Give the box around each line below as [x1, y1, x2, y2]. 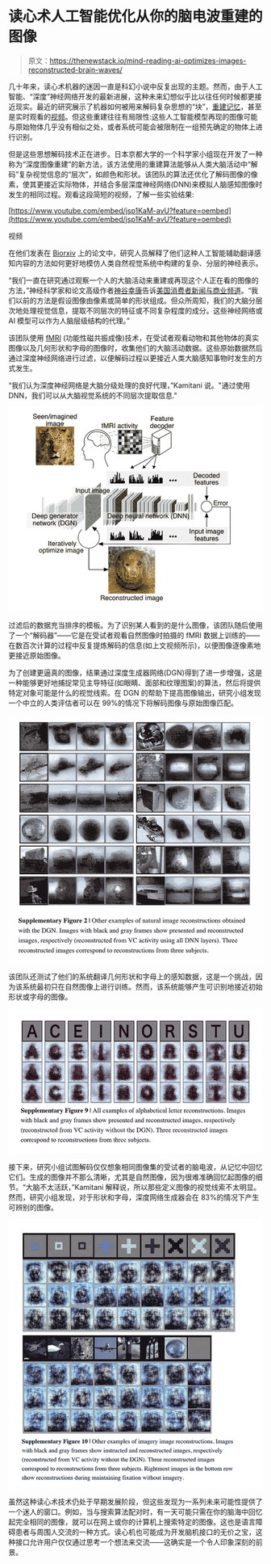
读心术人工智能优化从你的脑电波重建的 [8, 7, 264, 26]
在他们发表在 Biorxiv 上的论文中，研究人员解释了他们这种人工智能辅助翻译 [8, 248, 255, 258]
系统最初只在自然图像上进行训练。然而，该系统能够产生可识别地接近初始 [22, 982, 263, 992]
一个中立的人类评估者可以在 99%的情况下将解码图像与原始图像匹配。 [8, 698, 239, 708]
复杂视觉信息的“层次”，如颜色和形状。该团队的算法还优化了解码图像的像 [19, 169, 258, 179]
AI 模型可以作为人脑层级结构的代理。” [8, 316, 131, 326]
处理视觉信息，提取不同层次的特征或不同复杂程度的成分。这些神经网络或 [22, 305, 263, 315]
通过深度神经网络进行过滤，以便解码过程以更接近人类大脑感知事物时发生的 [8, 353, 256, 363]
